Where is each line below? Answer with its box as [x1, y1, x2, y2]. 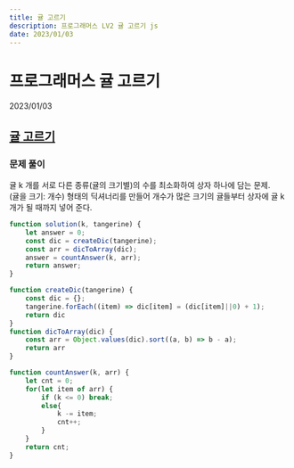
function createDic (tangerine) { [9, 286, 134, 295]
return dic [25, 310, 66, 319]
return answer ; [25, 261, 82, 270]
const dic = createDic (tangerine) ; [25, 236, 158, 245]
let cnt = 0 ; [25, 376, 74, 385]
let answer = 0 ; [25, 228, 86, 237]
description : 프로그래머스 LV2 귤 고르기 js [9, 21, 159, 30]
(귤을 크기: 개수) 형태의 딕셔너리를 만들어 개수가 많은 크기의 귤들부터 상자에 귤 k [9, 191, 285, 201]
